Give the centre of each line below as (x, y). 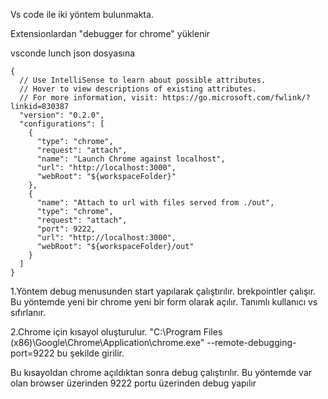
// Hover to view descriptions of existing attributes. (138, 89)
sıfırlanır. (28, 312)
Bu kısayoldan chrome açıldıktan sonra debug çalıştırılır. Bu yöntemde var (161, 372)
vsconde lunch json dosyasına (73, 53)
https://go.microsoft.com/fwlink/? (236, 98)
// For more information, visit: (89, 98)
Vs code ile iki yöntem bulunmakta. (82, 14)
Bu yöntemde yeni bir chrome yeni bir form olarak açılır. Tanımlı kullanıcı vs (164, 302)
